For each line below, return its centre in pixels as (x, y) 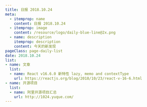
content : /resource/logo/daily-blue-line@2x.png (65, 33)
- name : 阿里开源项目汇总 (33, 92)
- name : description (31, 37)
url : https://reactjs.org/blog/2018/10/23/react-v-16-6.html (78, 78)
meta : (11, 14)
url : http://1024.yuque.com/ (44, 97)
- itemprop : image (29, 28)
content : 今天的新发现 (35, 46)
